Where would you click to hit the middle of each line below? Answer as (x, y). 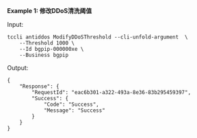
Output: (18, 68)
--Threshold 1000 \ (47, 43)
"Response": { (39, 87)
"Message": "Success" (75, 111)
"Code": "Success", (71, 104)
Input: (15, 24)
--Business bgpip (44, 55)
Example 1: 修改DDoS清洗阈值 (50, 11)
